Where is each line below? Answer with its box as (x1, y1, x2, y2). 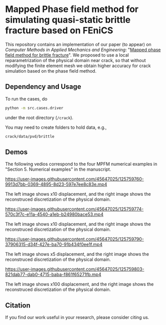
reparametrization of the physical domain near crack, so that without (5, 57, 146, 63)
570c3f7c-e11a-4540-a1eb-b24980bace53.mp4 (5, 211, 104, 217)
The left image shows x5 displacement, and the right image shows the (5, 251, 150, 257)
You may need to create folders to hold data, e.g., (5, 124, 107, 130)
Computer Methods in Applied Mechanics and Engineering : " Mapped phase (5, 47, 161, 53)
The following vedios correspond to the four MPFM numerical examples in (5, 161, 158, 167)
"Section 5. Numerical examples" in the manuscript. (5, 166, 111, 172)
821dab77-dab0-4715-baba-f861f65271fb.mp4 (5, 271, 101, 277)
